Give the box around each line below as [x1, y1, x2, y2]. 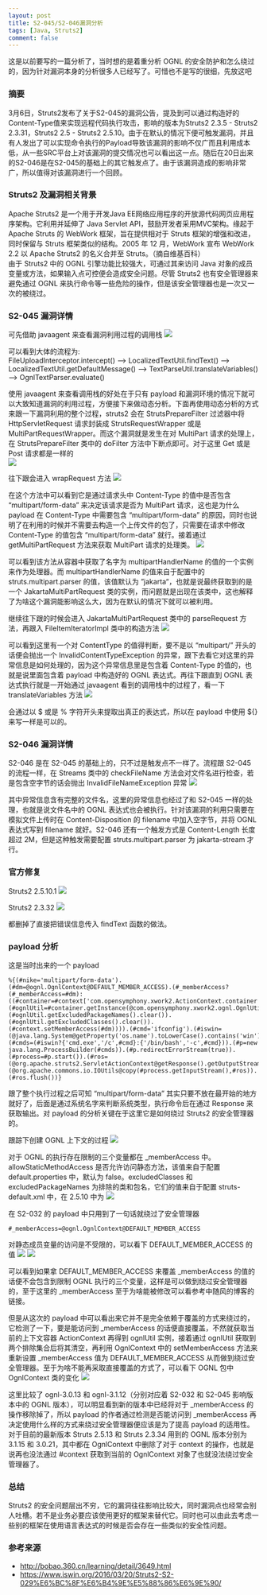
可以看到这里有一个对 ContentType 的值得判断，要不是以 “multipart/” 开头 [8, 641, 250, 650]
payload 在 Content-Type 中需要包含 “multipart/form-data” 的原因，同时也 [8, 510, 250, 520]
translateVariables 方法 [8, 690, 83, 700]
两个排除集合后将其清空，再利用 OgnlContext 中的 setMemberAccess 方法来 [8, 1343, 258, 1352]
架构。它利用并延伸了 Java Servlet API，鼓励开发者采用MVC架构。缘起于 [14, 219, 254, 228]
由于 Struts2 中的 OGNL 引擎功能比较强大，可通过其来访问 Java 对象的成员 [8, 258, 253, 268]
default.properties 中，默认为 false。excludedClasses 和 [8, 1172, 193, 1182]
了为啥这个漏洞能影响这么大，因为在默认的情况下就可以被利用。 [8, 597, 217, 607]
